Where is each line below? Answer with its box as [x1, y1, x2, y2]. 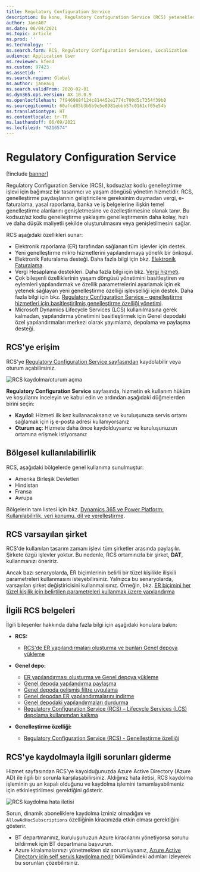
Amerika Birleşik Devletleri [14, 475, 80, 482]
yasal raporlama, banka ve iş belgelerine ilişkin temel [35, 201, 165, 208]
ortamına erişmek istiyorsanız [14, 430, 87, 437]
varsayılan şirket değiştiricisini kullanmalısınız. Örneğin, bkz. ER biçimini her [6, 582, 192, 589]
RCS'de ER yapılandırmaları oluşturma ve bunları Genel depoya [23, 644, 178, 652]
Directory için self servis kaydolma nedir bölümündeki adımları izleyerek [14, 853, 192, 860]
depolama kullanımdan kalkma [23, 712, 98, 719]
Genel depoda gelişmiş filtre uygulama [23, 686, 118, 693]
